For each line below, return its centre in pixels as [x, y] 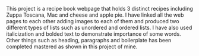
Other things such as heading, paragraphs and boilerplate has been [89, 40]
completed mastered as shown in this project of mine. [72, 46]
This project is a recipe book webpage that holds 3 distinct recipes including [99, 9]
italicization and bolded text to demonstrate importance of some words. [94, 34]
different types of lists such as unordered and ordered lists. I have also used [99, 27]
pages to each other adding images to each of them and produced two [93, 21]
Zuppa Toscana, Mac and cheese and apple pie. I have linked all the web [95, 15]
